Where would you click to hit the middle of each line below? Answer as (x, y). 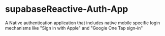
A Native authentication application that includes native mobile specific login (82, 23)
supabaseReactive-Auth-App (66, 9)
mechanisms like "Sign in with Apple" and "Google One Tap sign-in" (74, 28)
